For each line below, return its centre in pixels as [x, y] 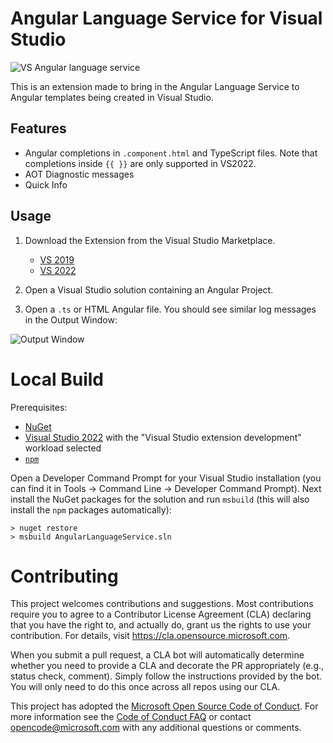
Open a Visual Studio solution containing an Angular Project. [149, 289]
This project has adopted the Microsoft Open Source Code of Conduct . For [164, 706]
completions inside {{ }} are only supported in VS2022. [140, 163]
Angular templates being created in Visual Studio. [112, 97]
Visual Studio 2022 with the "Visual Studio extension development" [163, 437]
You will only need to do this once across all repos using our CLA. [145, 687]
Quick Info [46, 184]
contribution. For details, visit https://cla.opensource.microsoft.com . [150, 636]
